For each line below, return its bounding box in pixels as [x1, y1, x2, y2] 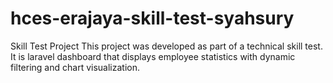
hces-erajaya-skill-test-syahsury [10, 7, 295, 30]
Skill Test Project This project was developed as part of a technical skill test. [10, 40, 323, 52]
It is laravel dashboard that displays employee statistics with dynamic [10, 50, 296, 62]
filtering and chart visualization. [10, 61, 140, 73]
